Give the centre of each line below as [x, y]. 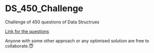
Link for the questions [27, 31]
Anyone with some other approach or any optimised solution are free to [77, 41]
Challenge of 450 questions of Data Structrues [52, 22]
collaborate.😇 [19, 46]
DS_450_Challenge [44, 9]
